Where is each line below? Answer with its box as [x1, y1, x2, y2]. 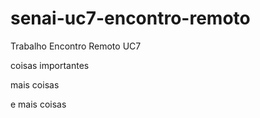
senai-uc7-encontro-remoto [10, 7, 251, 30]
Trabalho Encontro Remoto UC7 [10, 40, 142, 52]
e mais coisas [10, 98, 67, 110]
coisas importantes [10, 59, 90, 71]
